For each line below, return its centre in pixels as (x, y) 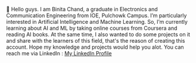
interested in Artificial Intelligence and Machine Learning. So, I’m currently (97, 22)
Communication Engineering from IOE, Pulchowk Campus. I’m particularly (97, 15)
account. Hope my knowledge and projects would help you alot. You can (95, 47)
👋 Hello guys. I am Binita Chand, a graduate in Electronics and (82, 9)
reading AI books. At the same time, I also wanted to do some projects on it (98, 34)
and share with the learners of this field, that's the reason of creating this (96, 41)
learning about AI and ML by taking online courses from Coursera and (92, 28)
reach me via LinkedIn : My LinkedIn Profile (59, 53)
